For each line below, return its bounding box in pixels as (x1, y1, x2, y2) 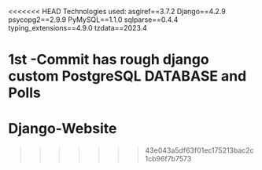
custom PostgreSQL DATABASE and (8, 67, 247, 85)
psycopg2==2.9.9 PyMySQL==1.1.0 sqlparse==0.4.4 (8, 15, 179, 24)
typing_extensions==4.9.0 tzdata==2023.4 (8, 24, 148, 32)
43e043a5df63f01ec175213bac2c (145, 146, 254, 155)
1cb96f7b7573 (145, 154, 192, 164)
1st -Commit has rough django (8, 51, 210, 69)
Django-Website (8, 120, 117, 138)
